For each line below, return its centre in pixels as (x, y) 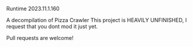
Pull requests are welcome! (40, 38)
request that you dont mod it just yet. (52, 26)
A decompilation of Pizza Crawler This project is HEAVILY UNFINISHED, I (96, 20)
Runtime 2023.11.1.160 (33, 9)
